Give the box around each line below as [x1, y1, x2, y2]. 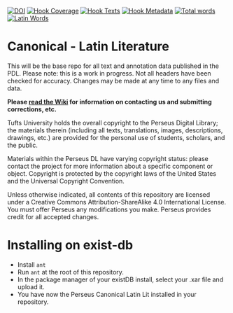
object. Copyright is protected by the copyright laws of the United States [7, 169, 217, 178]
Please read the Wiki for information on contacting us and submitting [7, 97, 212, 106]
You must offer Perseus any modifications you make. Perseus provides [7, 205, 211, 214]
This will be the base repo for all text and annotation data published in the [7, 62, 219, 70]
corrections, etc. [7, 105, 57, 113]
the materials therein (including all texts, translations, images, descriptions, [7, 126, 223, 134]
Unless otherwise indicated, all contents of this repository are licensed [7, 190, 211, 199]
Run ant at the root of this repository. [17, 267, 125, 276]
